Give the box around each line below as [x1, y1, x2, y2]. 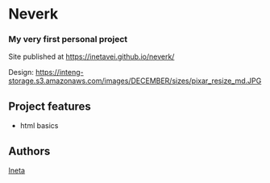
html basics [19, 121, 59, 131]
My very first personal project [8, 34, 128, 45]
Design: [8, 68, 34, 77]
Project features [8, 99, 91, 113]
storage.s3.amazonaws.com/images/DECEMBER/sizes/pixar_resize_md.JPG [8, 76, 262, 85]
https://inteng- [35, 68, 84, 77]
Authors [8, 144, 51, 158]
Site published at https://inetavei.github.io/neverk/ [8, 52, 175, 61]
